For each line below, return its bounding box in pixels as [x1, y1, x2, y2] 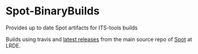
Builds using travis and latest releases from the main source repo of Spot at [5, 35, 193, 43]
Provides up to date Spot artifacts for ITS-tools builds [5, 24, 138, 31]
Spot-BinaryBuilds [5, 4, 100, 18]
